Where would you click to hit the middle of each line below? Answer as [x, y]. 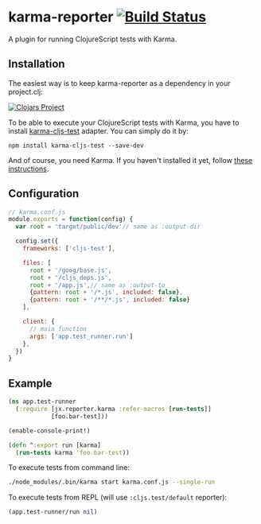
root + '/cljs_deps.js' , [70, 278]
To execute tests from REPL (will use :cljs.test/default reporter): [118, 498]
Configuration [44, 194]
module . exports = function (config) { [71, 219]
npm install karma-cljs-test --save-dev [76, 146]
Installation [37, 64]
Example [30, 383]
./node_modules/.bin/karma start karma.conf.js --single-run [112, 482]
